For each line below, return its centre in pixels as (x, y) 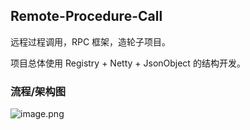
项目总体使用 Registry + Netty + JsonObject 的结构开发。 (128, 63)
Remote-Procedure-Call (86, 16)
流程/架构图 (38, 91)
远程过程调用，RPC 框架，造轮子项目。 (91, 41)
